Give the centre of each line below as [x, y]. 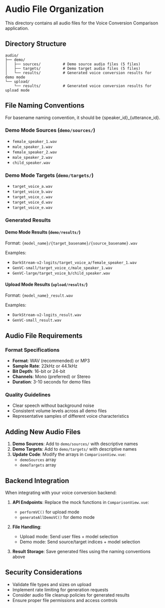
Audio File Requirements [44, 335]
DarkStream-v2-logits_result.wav [47, 315]
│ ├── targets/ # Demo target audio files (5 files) [73, 68]
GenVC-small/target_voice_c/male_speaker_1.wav [62, 268]
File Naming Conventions [45, 106]
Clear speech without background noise [53, 406]
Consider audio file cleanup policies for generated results [71, 595]
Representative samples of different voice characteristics [71, 416]
